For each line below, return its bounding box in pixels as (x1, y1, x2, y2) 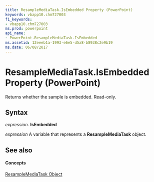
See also (5, 146, 32, 154)
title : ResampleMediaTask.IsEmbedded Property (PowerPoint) (5, 7, 133, 13)
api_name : (5, 31, 26, 36)
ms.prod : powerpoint (5, 26, 48, 31)
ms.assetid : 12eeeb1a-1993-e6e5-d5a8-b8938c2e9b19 (5, 40, 113, 45)
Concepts (5, 160, 26, 166)
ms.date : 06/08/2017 (5, 45, 48, 50)
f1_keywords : (5, 17, 32, 22)
